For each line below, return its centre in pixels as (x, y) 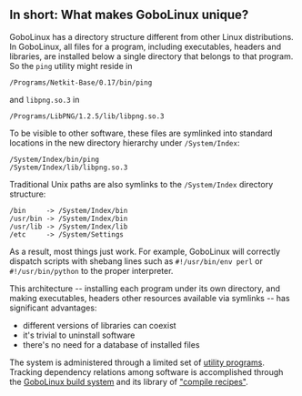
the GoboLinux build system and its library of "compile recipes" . (129, 381)
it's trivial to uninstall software (79, 335)
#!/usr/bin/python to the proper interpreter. (91, 270)
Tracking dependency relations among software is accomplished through (146, 371)
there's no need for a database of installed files (111, 344)
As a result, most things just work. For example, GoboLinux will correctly (145, 251)
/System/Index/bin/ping (55, 159)
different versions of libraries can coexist (99, 325)
